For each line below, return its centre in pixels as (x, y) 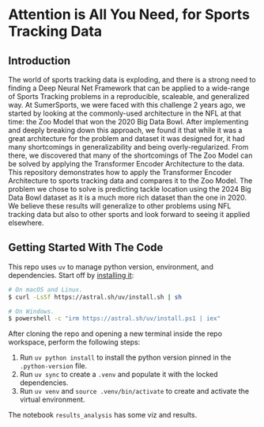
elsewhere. (26, 223)
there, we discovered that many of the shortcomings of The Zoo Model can (130, 155)
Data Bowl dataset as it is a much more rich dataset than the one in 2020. (128, 197)
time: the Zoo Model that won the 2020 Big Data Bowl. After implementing (128, 122)
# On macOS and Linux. (45, 290)
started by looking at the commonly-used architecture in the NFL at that (125, 113)
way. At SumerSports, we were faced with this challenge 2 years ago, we (127, 105)
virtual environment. (52, 400)
